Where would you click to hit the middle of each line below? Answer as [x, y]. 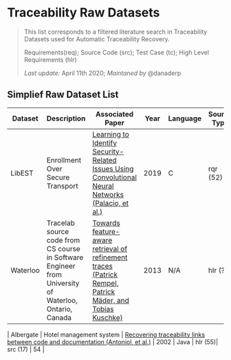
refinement [110, 257]
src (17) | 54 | [26, 349]
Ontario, [59, 309]
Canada [59, 317]
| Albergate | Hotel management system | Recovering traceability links [106, 335]
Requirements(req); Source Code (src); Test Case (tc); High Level [117, 52]
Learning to [111, 134]
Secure [58, 177]
